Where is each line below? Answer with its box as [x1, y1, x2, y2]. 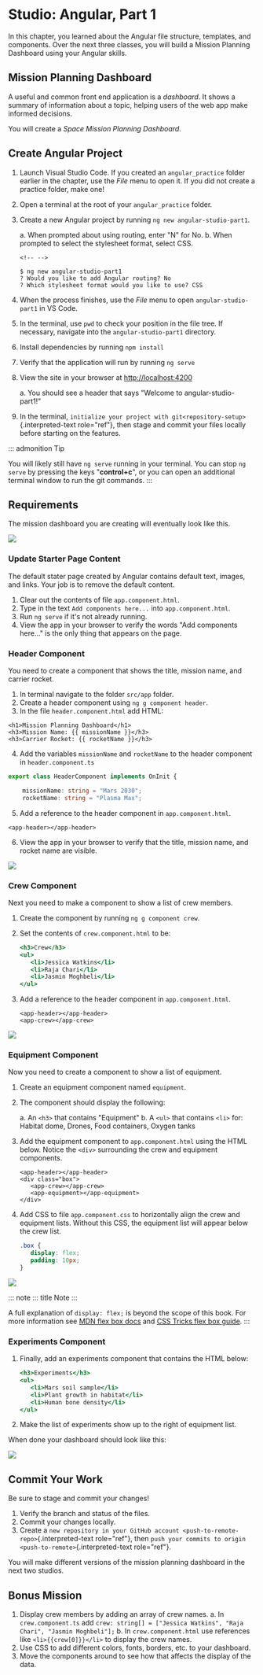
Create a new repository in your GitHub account [19, 1526, 180, 1535]
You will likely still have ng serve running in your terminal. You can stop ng [8, 459, 247, 468]
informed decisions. [8, 109, 73, 118]
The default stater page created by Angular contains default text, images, [8, 571, 246, 581]
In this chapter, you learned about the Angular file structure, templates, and [8, 31, 251, 41]
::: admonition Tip [8, 443, 65, 453]
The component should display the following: [19, 1098, 166, 1107]
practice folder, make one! [19, 184, 104, 194]
